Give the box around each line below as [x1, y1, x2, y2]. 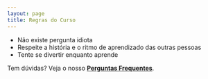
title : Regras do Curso [7, 17, 76, 24]
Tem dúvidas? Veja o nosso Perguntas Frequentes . [7, 64, 155, 72]
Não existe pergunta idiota [17, 35, 93, 44]
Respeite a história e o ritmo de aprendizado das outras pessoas [17, 43, 202, 51]
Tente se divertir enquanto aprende [17, 50, 119, 59]
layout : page [7, 10, 45, 17]
